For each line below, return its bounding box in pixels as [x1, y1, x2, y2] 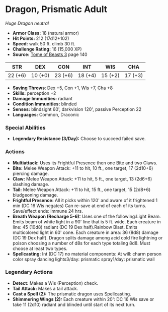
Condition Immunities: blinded [12, 101, 77, 107]
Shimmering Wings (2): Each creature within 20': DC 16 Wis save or [12, 296, 154, 302]
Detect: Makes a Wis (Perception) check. [12, 280, 98, 286]
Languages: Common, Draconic [12, 111, 79, 117]
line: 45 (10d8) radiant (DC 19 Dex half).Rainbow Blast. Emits [12, 224, 137, 230]
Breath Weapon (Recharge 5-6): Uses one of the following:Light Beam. [12, 213, 161, 219]
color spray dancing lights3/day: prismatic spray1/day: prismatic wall [12, 256, 155, 262]
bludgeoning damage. [12, 192, 58, 198]
